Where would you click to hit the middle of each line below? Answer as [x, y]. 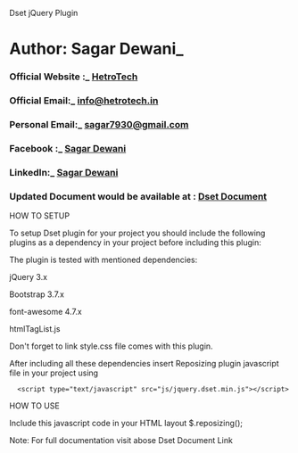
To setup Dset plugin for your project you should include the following [137, 233]
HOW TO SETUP [39, 216]
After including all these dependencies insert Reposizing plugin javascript [144, 364]
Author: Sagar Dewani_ [97, 49]
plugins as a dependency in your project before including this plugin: [135, 243]
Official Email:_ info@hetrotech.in [84, 101]
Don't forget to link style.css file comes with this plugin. [111, 346]
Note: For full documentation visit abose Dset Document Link [121, 441]
